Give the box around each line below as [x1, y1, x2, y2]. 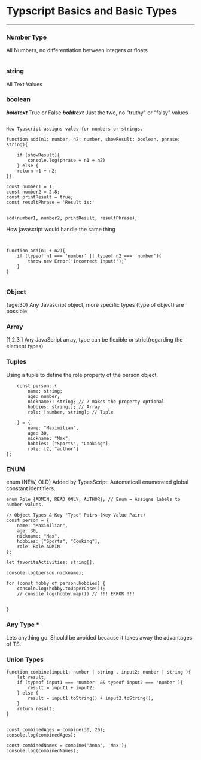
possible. [6, 307, 29, 315]
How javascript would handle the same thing [6, 225, 115, 233]
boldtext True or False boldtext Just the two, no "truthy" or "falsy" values [6, 109, 188, 116]
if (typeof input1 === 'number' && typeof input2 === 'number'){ [17, 679, 184, 686]
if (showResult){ [17, 152, 60, 158]
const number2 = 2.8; [6, 189, 60, 195]
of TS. [6, 640, 22, 648]
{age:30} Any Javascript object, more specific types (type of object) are [6, 301, 184, 309]
